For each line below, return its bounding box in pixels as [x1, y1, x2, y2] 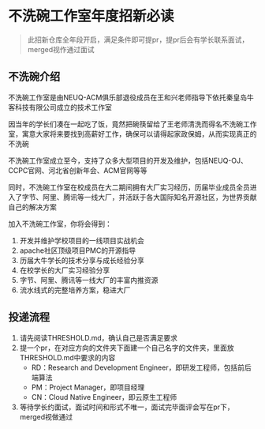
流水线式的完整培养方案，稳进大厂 [19, 285, 131, 295]
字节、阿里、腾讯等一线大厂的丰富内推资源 [19, 275, 159, 284]
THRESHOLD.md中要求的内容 [19, 352, 116, 362]
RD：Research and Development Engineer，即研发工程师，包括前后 [31, 363, 252, 372]
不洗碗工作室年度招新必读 [8, 7, 175, 25]
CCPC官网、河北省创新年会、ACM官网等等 [8, 165, 147, 175]
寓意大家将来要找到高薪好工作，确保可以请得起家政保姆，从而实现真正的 [21, 129, 257, 138]
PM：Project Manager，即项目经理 [31, 382, 145, 392]
